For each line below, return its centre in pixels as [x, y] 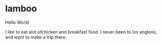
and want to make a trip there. [36, 37]
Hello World [17, 22]
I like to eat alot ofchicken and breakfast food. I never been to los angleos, [81, 32]
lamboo [21, 9]
